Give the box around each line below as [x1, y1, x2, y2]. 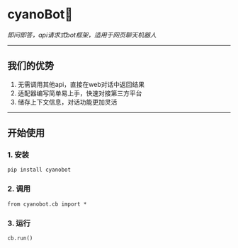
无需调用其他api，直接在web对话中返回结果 [17, 80, 145, 88]
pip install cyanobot [7, 166, 72, 174]
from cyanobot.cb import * [7, 201, 87, 208]
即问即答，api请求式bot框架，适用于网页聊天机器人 [7, 30, 157, 39]
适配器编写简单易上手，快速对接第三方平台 [17, 88, 142, 98]
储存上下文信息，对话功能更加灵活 [17, 98, 118, 106]
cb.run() [7, 235, 33, 242]
